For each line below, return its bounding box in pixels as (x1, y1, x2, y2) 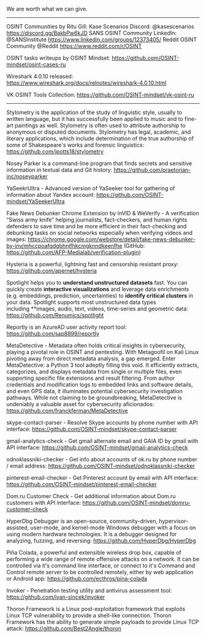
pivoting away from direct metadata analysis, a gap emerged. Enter (6, 355, 176, 362)
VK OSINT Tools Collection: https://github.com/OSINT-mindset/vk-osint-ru (6, 91, 194, 98)
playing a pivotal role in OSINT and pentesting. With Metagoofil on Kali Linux (6, 348, 199, 355)
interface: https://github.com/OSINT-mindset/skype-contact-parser (6, 426, 177, 432)
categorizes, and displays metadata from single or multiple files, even (6, 368, 182, 375)
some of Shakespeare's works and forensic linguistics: (6, 141, 145, 148)
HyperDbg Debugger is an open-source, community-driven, (6, 518, 158, 525)
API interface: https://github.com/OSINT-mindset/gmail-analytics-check (6, 444, 188, 451)
